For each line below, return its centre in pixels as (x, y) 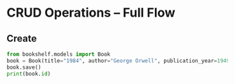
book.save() (24, 67)
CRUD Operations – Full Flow (91, 13)
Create (22, 39)
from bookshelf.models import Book (59, 54)
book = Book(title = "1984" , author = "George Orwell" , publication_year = (112, 60)
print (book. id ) (29, 74)
